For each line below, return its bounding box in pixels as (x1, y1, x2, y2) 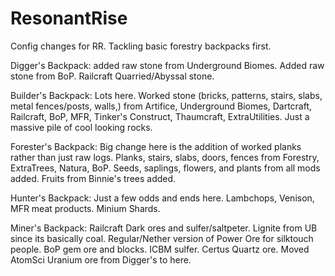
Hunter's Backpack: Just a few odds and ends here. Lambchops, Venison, (10, 192, 315, 204)
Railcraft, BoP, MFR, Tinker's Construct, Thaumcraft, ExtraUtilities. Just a (10, 110, 310, 122)
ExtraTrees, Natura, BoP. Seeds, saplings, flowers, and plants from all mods (10, 162, 321, 174)
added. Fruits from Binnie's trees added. (10, 172, 177, 184)
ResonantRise (10, 7, 128, 30)
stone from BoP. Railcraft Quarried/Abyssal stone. (10, 70, 215, 82)
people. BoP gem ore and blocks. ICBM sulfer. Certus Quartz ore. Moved (10, 243, 310, 255)
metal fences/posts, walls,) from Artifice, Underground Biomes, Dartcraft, (10, 100, 313, 112)
